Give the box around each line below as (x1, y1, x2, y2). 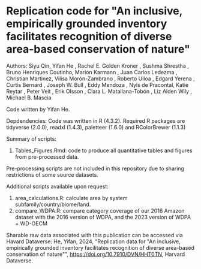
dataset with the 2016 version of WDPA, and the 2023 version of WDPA (14, 213, 191, 220)
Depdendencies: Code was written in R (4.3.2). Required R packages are (6, 117, 185, 124)
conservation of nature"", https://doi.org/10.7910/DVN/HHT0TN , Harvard (6, 250, 185, 258)
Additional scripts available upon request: (6, 183, 109, 190)
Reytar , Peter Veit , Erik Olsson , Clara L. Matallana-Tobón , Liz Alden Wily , (6, 87, 193, 95)
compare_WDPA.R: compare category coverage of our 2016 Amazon (14, 207, 185, 214)
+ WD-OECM (14, 220, 48, 227)
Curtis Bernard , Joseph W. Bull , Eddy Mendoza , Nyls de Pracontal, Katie (6, 81, 189, 88)
